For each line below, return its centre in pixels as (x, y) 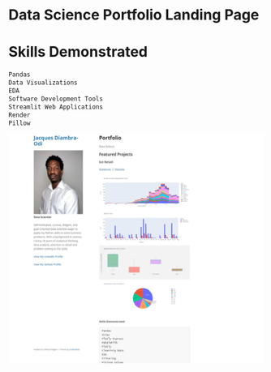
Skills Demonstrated (78, 52)
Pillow (19, 123)
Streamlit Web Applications (56, 107)
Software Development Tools (56, 99)
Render (19, 115)
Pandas (19, 75)
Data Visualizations (43, 83)
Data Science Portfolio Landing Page (134, 15)
